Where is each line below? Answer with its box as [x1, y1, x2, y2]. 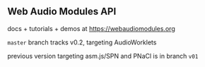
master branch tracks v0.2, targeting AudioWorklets [7, 38, 157, 47]
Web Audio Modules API [7, 6, 117, 18]
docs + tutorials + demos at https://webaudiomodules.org [7, 24, 175, 32]
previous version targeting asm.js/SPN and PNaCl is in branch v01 [7, 51, 199, 60]
